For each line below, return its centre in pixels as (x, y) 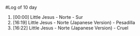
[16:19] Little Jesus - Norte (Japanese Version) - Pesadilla (74, 23)
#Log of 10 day (21, 7)
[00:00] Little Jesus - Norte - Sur (48, 17)
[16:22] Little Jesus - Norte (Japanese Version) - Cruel (71, 28)
